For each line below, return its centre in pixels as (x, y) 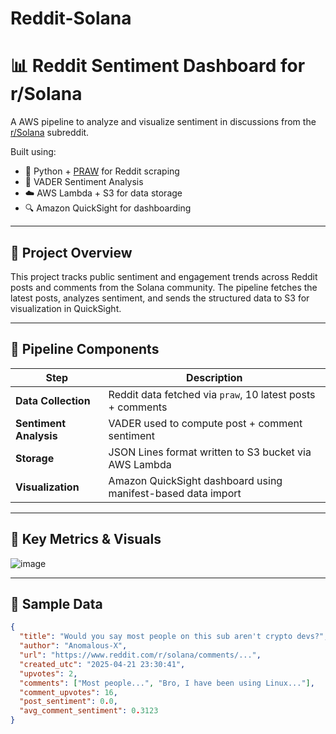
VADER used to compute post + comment (205, 423)
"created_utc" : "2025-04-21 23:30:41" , (102, 664)
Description (214, 377)
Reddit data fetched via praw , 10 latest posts (212, 394)
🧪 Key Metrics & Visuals (86, 539)
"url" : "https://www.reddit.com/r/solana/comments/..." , (140, 655)
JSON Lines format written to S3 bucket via (210, 452)
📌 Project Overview (71, 252)
